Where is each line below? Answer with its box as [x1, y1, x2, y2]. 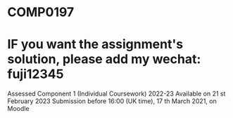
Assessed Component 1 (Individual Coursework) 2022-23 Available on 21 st [7, 89, 226, 98]
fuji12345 [7, 66, 64, 82]
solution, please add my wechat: [7, 51, 201, 67]
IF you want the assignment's [7, 37, 184, 53]
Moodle [7, 105, 30, 113]
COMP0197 [7, 4, 75, 20]
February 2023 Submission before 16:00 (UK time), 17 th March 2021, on [7, 97, 217, 105]
